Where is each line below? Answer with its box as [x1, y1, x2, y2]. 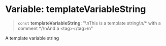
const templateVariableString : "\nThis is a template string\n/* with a [17, 20, 161, 26]
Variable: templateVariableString [5, 3, 146, 15]
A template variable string [5, 35, 59, 41]
